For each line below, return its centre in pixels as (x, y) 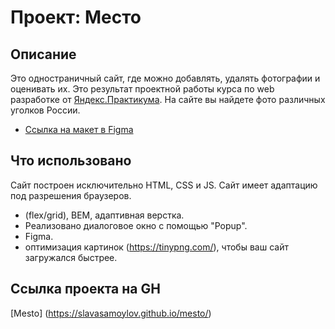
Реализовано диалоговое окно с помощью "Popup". (136, 225)
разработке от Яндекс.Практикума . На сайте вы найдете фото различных (168, 99)
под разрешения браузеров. (71, 195)
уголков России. (45, 110)
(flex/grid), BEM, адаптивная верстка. (104, 215)
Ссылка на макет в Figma (79, 129)
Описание (43, 54)
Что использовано (71, 161)
